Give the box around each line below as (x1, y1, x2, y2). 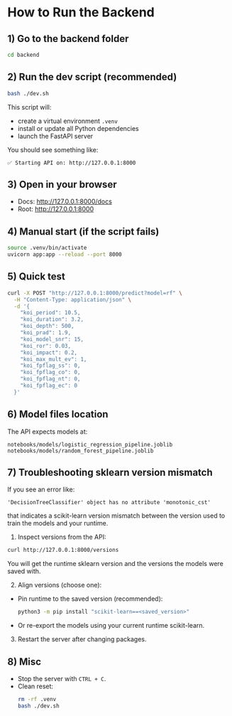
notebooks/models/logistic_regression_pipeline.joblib (7, 441, 173, 448)
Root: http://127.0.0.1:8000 (17, 205, 94, 213)
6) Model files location (7, 408, 109, 420)
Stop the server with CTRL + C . (17, 674, 106, 683)
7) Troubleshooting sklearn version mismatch (7, 466, 213, 479)
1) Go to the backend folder (7, 33, 129, 45)
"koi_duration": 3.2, (20, 316, 84, 324)
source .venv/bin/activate (7, 245, 87, 252)
